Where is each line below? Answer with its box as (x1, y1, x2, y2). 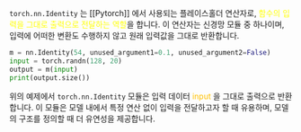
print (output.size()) (9, 73, 91, 83)
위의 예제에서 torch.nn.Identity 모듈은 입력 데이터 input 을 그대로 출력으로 (9, 91, 276, 101)
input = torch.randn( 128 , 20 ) (9, 57, 123, 66)
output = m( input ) (9, 65, 78, 74)
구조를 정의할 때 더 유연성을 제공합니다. (18, 113, 155, 124)
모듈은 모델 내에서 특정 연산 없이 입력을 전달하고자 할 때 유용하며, (44, 101, 272, 112)
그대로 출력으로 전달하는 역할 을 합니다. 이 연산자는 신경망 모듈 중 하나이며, (25, 19, 285, 30)
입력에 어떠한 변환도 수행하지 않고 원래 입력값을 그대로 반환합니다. (9, 31, 240, 40)
